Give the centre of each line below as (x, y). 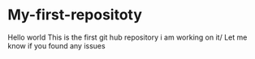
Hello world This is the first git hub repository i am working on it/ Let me (127, 37)
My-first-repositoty (75, 15)
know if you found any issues (57, 45)
